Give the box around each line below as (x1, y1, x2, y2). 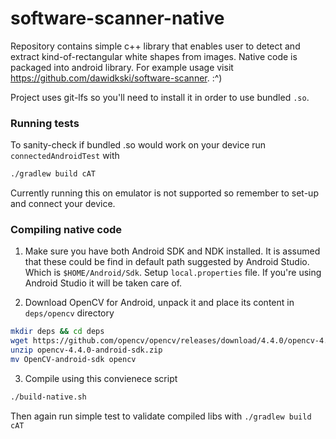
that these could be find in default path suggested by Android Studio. (24, 256, 310, 268)
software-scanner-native (10, 7, 225, 30)
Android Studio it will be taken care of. (24, 277, 183, 289)
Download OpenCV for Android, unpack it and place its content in (24, 297, 295, 309)
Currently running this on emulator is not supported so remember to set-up (10, 187, 319, 199)
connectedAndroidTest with (10, 150, 120, 162)
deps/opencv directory (24, 307, 115, 319)
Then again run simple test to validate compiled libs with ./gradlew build (10, 410, 312, 422)
